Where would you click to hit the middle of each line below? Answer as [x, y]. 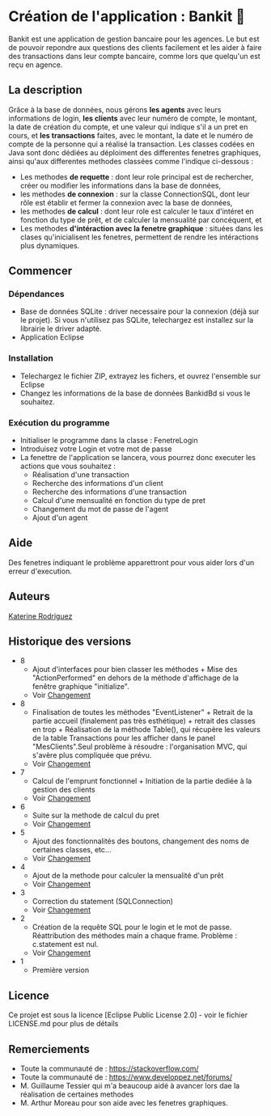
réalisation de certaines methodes [77, 1094]
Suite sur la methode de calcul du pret [96, 815]
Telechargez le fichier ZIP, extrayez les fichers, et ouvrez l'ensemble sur [140, 376]
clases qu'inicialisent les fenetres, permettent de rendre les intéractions [139, 237]
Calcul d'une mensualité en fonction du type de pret [119, 501]
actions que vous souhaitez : [68, 466]
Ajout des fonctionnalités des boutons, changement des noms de [141, 841]
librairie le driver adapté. [61, 329]
